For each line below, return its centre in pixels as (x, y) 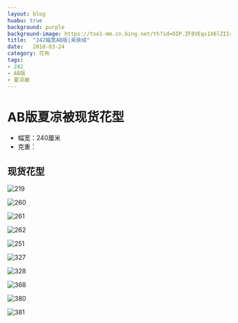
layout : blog (27, 14)
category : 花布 (29, 54)
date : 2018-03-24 (36, 47)
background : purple (36, 27)
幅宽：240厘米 (39, 138)
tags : (15, 60)
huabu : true (25, 21)
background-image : (34, 34)
